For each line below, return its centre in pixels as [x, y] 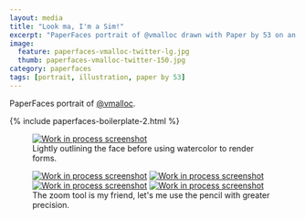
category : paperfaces [51, 69]
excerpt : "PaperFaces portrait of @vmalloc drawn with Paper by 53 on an [153, 35]
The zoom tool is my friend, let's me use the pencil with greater [151, 195]
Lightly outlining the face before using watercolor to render [143, 148]
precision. [51, 204]
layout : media [37, 18]
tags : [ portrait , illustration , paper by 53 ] [97, 78]
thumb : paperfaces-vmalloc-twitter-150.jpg [101, 60]
